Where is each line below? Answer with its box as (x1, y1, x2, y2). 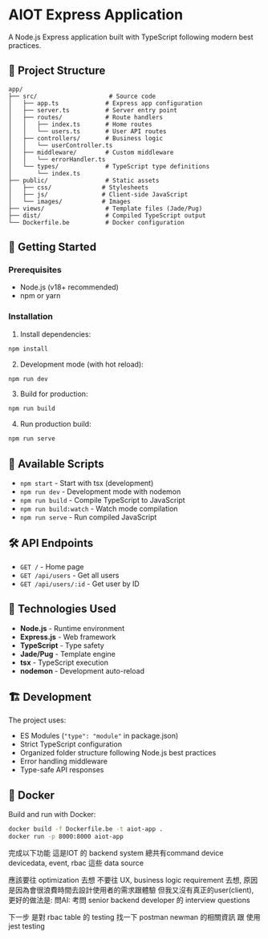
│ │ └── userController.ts (8, 141, 113, 149)
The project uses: (8, 715, 67, 725)
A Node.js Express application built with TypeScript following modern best (8, 32, 254, 42)
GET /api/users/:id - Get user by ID (19, 579, 140, 589)
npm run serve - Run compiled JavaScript (19, 512, 157, 522)
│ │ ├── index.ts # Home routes (8, 120, 152, 128)
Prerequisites (8, 265, 62, 276)
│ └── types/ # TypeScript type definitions (8, 162, 210, 170)
